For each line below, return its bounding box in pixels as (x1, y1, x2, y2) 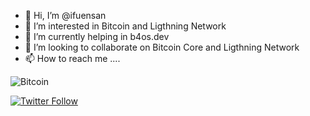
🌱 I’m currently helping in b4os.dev (24, 31, 170, 42)
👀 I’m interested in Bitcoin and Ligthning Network (24, 20, 227, 32)
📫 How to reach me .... (24, 53, 121, 64)
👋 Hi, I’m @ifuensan (24, 10, 107, 21)
